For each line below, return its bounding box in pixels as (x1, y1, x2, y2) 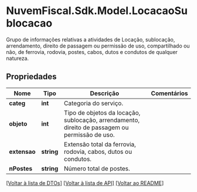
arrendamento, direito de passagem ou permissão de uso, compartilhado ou (6, 42, 190, 49)
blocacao (6, 16, 53, 30)
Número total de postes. (63, 164, 130, 173)
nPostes (9, 164, 33, 173)
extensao (9, 147, 36, 156)
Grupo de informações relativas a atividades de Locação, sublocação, (6, 36, 175, 43)
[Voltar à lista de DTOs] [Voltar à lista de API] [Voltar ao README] (6, 179, 164, 186)
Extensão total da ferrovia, (63, 140, 137, 148)
